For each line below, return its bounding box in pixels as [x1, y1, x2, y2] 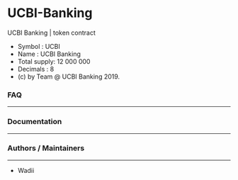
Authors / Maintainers [7, 143, 85, 153]
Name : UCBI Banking [17, 50, 81, 58]
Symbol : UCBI [17, 42, 60, 50]
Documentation [7, 117, 62, 127]
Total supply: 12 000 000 [17, 57, 91, 65]
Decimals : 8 [17, 64, 55, 73]
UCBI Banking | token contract [7, 28, 96, 37]
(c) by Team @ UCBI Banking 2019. [17, 72, 120, 81]
